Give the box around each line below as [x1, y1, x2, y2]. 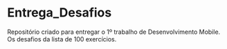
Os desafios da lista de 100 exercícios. [7, 35, 117, 43]
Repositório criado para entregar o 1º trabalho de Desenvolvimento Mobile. [7, 28, 221, 36]
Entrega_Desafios [7, 5, 112, 21]
